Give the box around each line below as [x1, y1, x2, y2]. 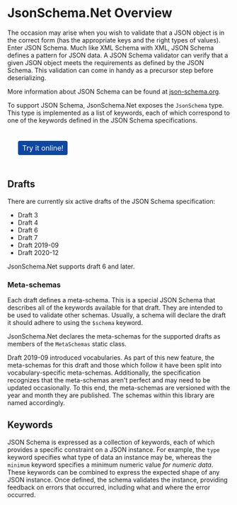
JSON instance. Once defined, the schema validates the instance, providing [7, 475, 228, 484]
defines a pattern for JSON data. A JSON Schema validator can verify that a [7, 51, 229, 59]
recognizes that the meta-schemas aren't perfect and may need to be [7, 376, 211, 385]
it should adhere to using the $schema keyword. [7, 319, 144, 327]
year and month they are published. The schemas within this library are [7, 391, 214, 399]
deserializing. [7, 73, 47, 82]
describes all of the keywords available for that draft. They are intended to [7, 303, 223, 312]
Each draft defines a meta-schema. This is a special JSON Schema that [7, 296, 216, 305]
